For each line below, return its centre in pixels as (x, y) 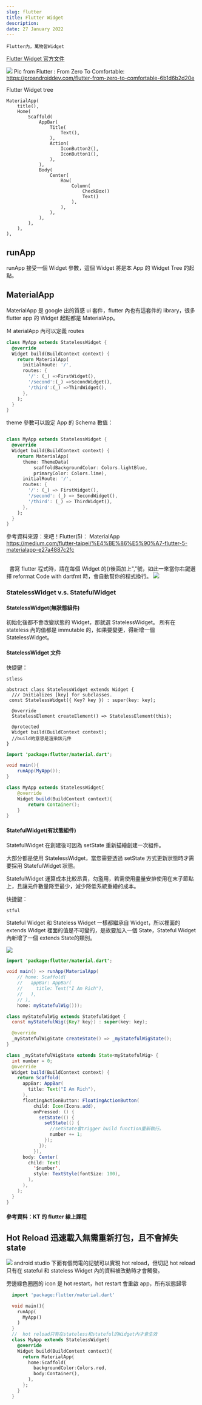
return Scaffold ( (39, 1078)
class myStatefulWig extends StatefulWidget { (66, 1016)
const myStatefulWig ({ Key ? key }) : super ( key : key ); (80, 1022)
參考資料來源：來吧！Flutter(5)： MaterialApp (63, 537)
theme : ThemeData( (45, 462)
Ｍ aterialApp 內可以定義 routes (45, 331)
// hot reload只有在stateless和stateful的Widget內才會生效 (85, 1335)
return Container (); (54, 805)
